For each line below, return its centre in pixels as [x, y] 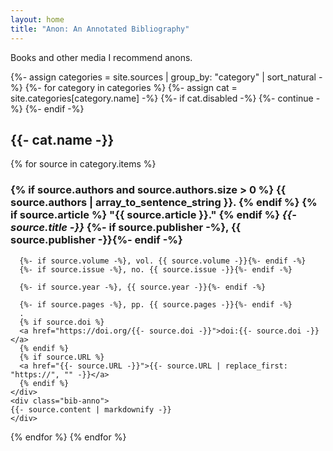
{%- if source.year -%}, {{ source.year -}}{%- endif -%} [143, 287]
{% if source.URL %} [62, 357]
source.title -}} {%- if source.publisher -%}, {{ [126, 228]
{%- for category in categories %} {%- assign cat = [131, 87]
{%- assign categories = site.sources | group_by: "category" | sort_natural [163, 77]
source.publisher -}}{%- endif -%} [96, 240]
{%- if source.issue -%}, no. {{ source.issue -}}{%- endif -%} [156, 269]
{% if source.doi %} [62, 322]
